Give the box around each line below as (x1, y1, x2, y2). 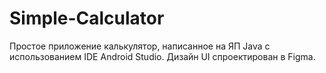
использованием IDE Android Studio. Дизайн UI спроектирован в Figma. (9, 50, 316, 62)
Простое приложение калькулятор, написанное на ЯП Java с (9, 40, 271, 52)
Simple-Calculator (9, 7, 165, 30)
